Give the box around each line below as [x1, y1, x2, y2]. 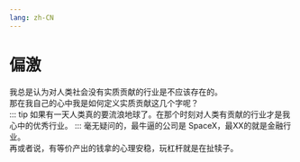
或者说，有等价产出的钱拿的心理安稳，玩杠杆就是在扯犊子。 [16, 142, 239, 153]
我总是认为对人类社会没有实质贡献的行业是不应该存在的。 [9, 86, 223, 97]
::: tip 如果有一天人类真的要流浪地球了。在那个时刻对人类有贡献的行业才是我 [9, 109, 291, 120]
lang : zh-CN [9, 13, 54, 22]
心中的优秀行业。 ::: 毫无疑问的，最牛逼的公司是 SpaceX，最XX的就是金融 [9, 120, 284, 130]
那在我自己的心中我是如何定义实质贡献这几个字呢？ [9, 97, 199, 108]
